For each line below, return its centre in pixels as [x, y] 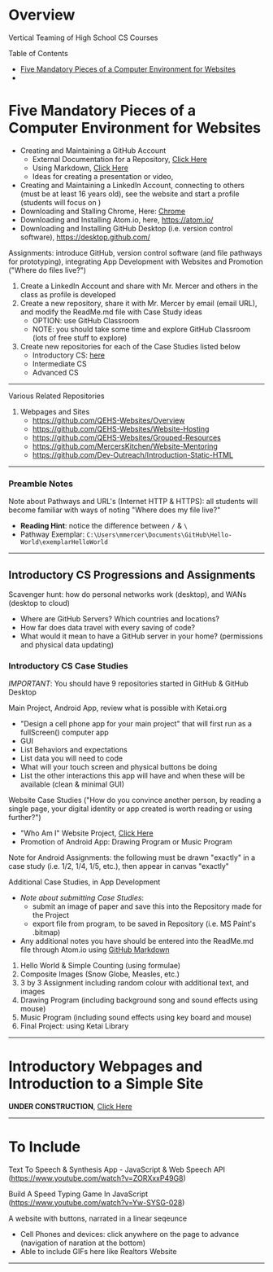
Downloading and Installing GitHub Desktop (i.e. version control [126, 228]
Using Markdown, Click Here [80, 168]
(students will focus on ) [61, 202]
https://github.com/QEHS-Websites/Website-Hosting [121, 428]
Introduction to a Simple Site [106, 1084]
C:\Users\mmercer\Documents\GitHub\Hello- [159, 535]
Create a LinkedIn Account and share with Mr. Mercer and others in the [139, 286]
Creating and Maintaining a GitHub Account [93, 150]
